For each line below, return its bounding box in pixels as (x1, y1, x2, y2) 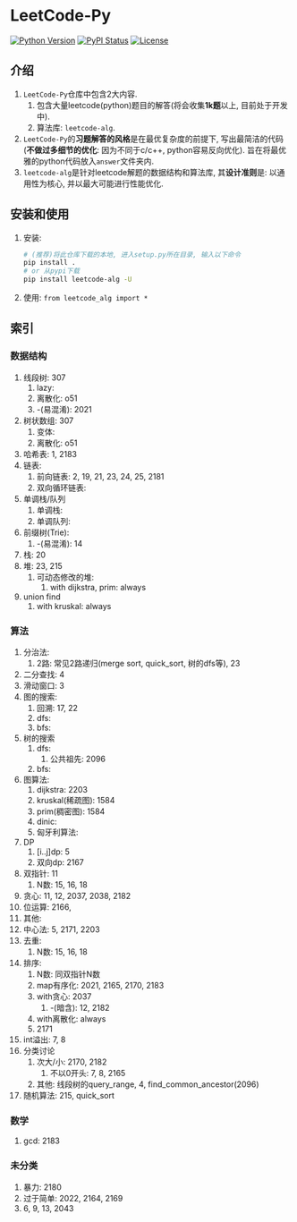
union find (22, 591, 61, 602)
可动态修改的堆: (36, 572, 95, 582)
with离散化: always (36, 1014, 106, 1024)
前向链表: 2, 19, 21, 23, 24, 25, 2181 (36, 471, 165, 481)
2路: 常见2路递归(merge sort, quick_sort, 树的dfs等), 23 (36, 658, 241, 669)
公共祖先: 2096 (49, 753, 106, 765)
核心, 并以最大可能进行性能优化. (47, 178, 164, 189)
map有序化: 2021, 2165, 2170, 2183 (36, 980, 165, 991)
